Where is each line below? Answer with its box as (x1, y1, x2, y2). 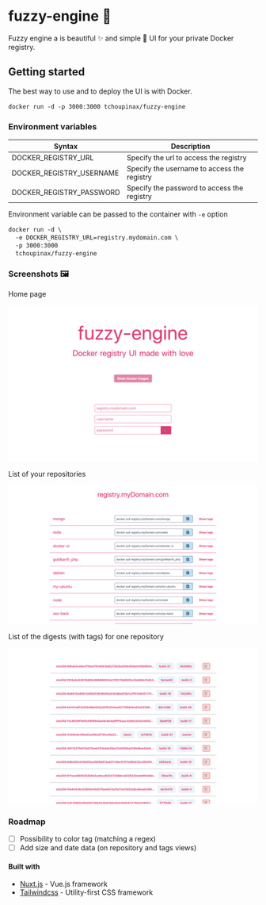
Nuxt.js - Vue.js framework (19, 880, 108, 889)
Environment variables (8, 121, 97, 132)
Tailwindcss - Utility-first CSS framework (19, 888, 154, 897)
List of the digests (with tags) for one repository (8, 631, 165, 641)
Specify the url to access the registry (126, 152, 247, 162)
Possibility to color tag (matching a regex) (19, 834, 157, 843)
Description (170, 141, 211, 151)
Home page (8, 290, 47, 299)
